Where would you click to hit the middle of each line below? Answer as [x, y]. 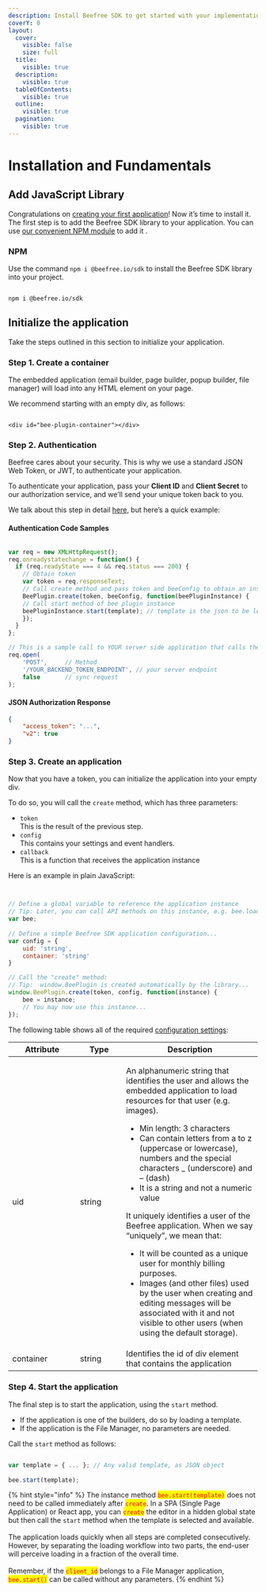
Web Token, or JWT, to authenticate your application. [95, 471]
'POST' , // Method [60, 662]
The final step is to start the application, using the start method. [113, 1404]
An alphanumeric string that [178, 1070]
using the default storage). [189, 1332]
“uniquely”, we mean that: [174, 1235]
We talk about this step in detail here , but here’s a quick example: [114, 510]
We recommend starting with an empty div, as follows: [97, 404]
